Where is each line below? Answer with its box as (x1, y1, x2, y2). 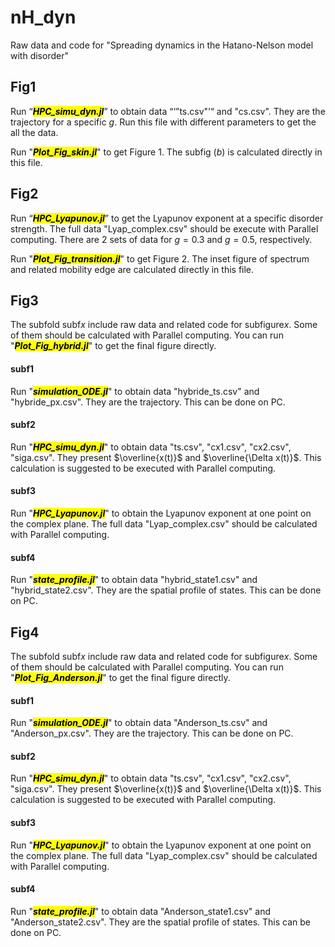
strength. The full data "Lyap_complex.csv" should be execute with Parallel (10, 222, 319, 235)
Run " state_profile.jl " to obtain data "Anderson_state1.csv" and (10, 905, 272, 917)
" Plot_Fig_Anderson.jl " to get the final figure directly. (10, 672, 231, 683)
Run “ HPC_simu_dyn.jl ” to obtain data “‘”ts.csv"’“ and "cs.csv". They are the (10, 105, 326, 117)
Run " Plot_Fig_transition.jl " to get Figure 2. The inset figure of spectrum (10, 252, 310, 265)
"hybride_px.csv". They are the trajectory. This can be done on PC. (10, 396, 286, 408)
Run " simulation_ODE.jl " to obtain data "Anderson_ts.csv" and (10, 717, 268, 729)
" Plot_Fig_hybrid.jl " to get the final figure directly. (10, 340, 217, 352)
